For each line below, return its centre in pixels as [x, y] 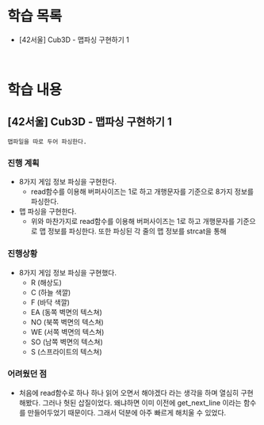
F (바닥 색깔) [50, 302]
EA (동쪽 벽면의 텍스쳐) [66, 312]
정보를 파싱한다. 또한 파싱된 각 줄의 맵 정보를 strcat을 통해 [137, 231]
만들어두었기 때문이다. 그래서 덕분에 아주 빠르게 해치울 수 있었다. [127, 412]
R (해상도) [46, 283]
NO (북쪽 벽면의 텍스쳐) [67, 322]
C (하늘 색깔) [51, 292]
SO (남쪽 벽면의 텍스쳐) [67, 342]
